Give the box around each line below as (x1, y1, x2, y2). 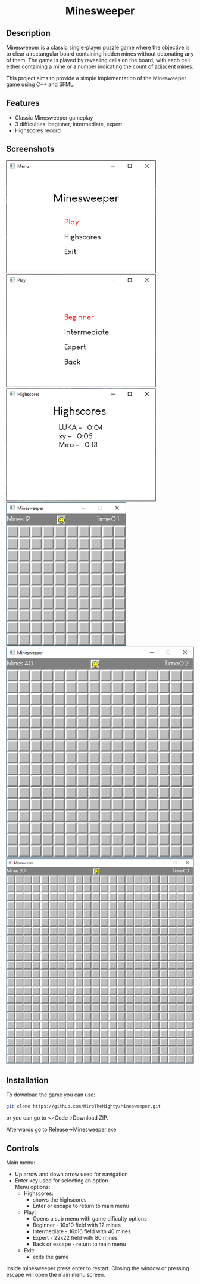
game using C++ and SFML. (6, 81, 75, 88)
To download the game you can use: (6, 1091, 96, 1098)
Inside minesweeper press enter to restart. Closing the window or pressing (6, 1265, 189, 1272)
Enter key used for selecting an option (14, 1177, 108, 1184)
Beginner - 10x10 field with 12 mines (32, 1221, 121, 1229)
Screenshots (6, 144, 55, 154)
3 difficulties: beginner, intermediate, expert (14, 120, 123, 127)
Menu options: (14, 1184, 51, 1191)
